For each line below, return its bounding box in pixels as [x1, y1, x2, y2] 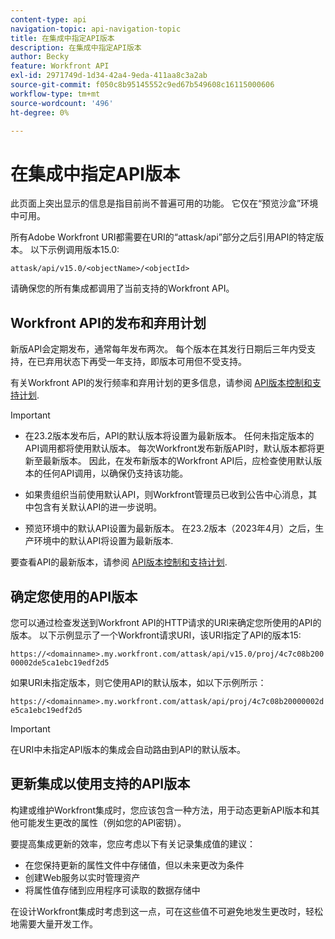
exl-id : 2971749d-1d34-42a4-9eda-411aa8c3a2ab [10, 71, 208, 81]
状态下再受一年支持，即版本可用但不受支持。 [62, 356, 247, 368]
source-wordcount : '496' [10, 98, 114, 108]
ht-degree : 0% [10, 107, 70, 118]
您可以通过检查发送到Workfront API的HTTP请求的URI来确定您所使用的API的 [10, 616, 322, 628]
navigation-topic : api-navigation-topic [10, 24, 182, 34]
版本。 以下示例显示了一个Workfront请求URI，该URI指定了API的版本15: [10, 629, 302, 641]
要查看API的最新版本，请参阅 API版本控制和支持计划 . [10, 556, 228, 568]
